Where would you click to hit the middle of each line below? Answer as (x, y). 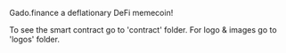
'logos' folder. (35, 39)
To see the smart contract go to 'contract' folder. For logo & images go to (143, 30)
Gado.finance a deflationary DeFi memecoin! (91, 13)
